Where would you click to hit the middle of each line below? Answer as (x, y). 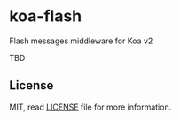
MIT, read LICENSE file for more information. (90, 107)
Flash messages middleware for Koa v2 (81, 41)
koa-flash (46, 16)
